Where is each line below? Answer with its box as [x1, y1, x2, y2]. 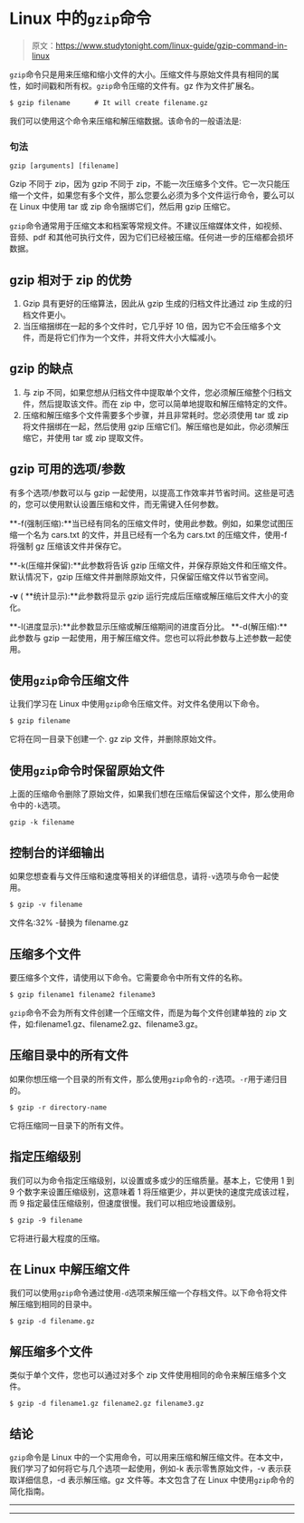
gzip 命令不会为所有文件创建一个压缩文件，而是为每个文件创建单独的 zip [9, 1007, 278, 1018]
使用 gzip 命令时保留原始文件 [9, 763, 165, 778]
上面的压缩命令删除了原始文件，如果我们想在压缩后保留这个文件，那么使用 [9, 788, 287, 799]
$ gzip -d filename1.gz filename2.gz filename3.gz [9, 1399, 204, 1409]
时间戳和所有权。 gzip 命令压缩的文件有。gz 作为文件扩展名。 [33, 80, 260, 91]
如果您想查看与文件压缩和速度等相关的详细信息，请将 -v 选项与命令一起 [9, 871, 271, 882]
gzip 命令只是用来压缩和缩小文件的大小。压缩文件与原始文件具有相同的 [9, 69, 271, 80]
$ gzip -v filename [9, 900, 83, 910]
